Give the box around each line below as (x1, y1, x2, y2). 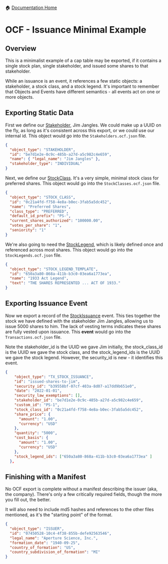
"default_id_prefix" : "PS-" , (10, 214, 71, 219)
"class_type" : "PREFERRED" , (10, 209, 69, 214)
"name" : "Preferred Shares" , (10, 204, 71, 209)
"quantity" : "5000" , (14, 430, 58, 435)
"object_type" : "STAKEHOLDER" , (10, 147, 76, 152)
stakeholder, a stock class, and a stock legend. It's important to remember (5, 83, 159, 89)
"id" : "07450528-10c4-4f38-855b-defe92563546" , (10, 531, 112, 536)
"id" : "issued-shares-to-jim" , (14, 379, 80, 384)
